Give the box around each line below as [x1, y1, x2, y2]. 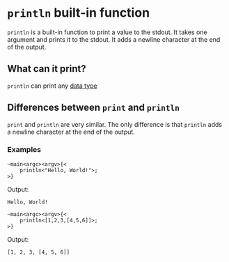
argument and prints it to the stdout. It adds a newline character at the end [7, 35, 221, 43]
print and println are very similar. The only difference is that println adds [7, 120, 223, 128]
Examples [7, 145, 42, 155]
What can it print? [7, 63, 86, 75]
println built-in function [7, 5, 150, 21]
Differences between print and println [7, 102, 180, 114]
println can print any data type [7, 82, 97, 90]
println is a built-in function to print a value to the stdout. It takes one [7, 28, 207, 36]
